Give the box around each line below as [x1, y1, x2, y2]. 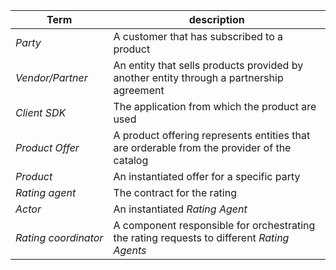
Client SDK [15, 106, 67, 119]
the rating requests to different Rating [113, 231, 290, 244]
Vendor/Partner [15, 71, 88, 84]
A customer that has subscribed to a [113, 30, 284, 43]
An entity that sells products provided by [113, 59, 304, 72]
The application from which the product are [113, 100, 317, 113]
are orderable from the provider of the [113, 141, 292, 154]
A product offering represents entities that [113, 129, 311, 142]
